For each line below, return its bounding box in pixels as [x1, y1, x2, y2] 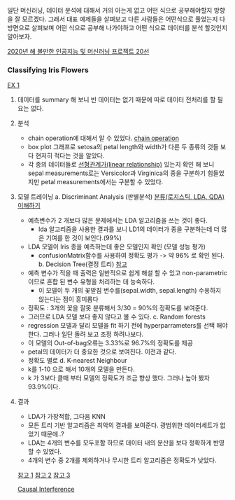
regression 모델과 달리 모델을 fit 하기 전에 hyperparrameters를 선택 [27, 321, 215, 330]
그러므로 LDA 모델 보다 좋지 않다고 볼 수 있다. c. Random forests [27, 312, 206, 321]
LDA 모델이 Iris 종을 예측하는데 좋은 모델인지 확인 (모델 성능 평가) [27, 242, 206, 251]
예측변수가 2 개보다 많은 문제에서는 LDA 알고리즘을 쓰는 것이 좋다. [27, 216, 208, 225]
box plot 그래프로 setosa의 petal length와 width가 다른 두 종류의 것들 [27, 143, 219, 151]
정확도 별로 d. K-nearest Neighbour [27, 356, 127, 365]
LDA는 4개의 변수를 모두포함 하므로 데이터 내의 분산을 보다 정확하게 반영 [27, 438, 225, 447]
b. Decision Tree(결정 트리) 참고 [38, 260, 127, 268]
